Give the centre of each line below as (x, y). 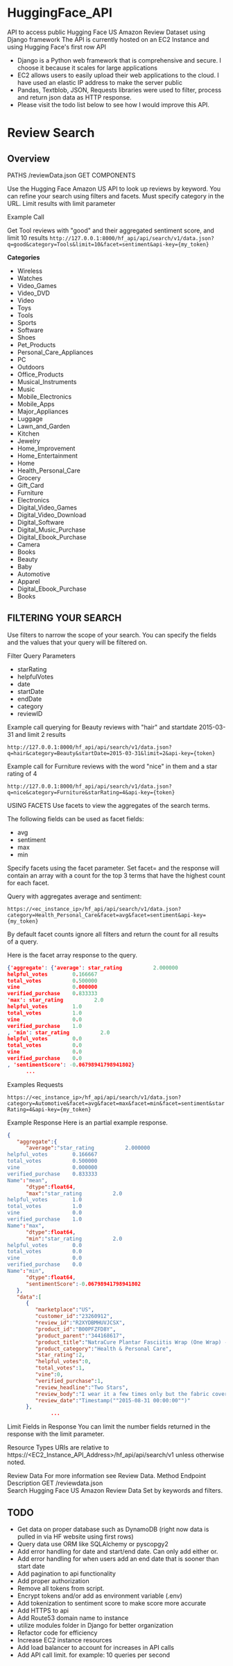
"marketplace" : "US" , (65, 1310)
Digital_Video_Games (47, 507)
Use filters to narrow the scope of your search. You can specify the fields (112, 635)
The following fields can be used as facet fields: (76, 818)
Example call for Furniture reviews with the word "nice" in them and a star (112, 766)
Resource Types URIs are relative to (58, 1447)
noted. (16, 1462)
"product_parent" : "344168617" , (80, 1335)
